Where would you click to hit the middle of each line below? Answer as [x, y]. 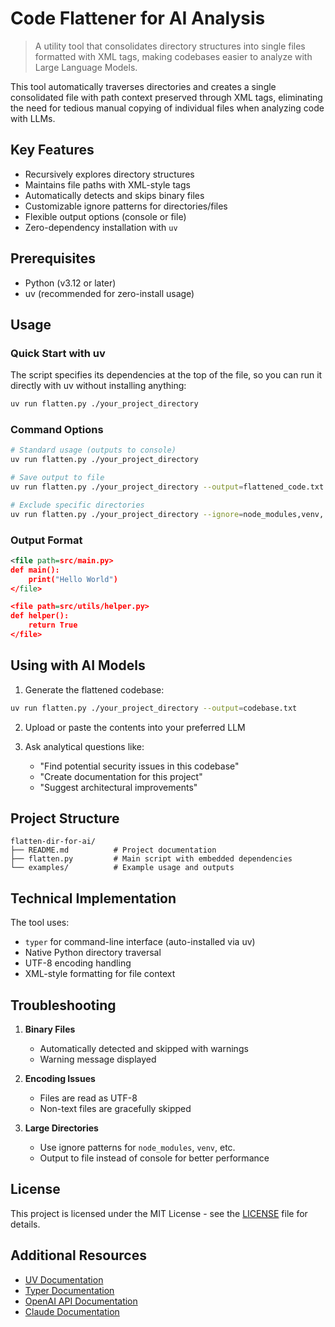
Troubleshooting [63, 1005]
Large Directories [61, 1128]
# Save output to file [57, 478]
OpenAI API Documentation [81, 1301]
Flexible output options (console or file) [105, 216]
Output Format [46, 540]
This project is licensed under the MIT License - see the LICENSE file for [159, 1213]
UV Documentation [64, 1279]
